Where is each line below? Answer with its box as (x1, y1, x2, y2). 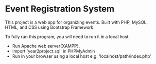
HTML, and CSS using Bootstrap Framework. (5, 24, 95, 30)
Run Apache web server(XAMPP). (12, 43, 80, 49)
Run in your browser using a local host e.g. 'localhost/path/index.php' (12, 53, 152, 59)
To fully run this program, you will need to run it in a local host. (5, 34, 130, 39)
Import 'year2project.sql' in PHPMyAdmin (12, 48, 95, 54)
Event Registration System (5, 3, 115, 14)
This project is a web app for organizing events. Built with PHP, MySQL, (5, 19, 148, 25)
